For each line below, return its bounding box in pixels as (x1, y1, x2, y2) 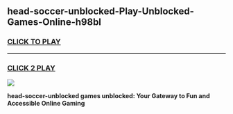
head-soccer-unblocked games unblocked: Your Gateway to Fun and (7, 91, 210, 99)
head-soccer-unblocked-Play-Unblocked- (7, 6, 194, 17)
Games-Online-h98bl (7, 17, 102, 28)
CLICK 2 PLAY (7, 63, 55, 73)
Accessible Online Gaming (7, 99, 85, 107)
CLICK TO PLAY (7, 37, 61, 47)
